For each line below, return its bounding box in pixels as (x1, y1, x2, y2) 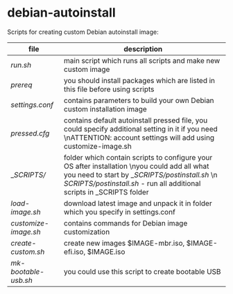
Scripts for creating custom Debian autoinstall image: (7, 28, 159, 36)
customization (63, 227, 110, 237)
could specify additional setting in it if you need (63, 124, 218, 134)
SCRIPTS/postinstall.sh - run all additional (63, 178, 201, 188)
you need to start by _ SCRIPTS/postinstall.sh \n (63, 169, 218, 179)
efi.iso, (63, 247, 86, 257)
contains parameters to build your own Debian (63, 95, 214, 105)
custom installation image (63, 104, 147, 113)
